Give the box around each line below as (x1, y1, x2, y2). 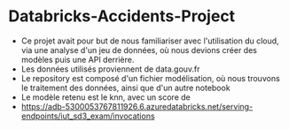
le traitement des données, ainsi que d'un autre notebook (20, 82, 231, 93)
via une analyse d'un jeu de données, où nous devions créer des (20, 44, 258, 55)
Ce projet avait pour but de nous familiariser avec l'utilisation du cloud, (20, 35, 280, 46)
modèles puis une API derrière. (20, 54, 135, 65)
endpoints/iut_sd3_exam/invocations (20, 111, 156, 121)
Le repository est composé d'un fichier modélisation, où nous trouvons (20, 73, 280, 83)
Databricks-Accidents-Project (8, 6, 236, 27)
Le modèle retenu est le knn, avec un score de (20, 91, 191, 103)
